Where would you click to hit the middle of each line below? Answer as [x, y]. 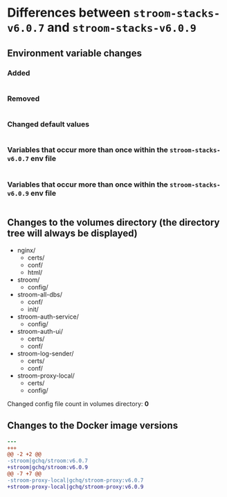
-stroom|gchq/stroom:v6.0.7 [48, 461]
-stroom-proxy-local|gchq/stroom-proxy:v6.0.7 [75, 480]
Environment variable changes [74, 53]
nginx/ [26, 250]
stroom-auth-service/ [48, 317]
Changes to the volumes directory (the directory [113, 222]
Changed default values [48, 124]
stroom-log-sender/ [45, 353]
